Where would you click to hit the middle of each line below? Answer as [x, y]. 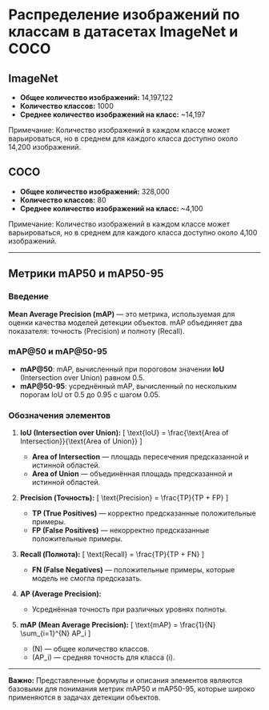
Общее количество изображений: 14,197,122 [96, 97]
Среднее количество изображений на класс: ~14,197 [112, 114]
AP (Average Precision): [60, 594]
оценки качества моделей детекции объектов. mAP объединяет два [125, 323]
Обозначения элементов [59, 415]
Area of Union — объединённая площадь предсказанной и [132, 474]
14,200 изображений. [45, 147]
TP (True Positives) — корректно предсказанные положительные [144, 513]
